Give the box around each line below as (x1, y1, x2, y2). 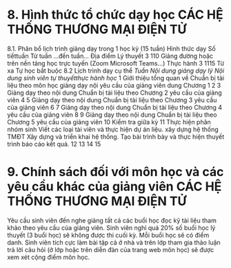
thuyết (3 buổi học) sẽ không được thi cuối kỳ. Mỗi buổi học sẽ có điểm (7, 231, 210, 239)
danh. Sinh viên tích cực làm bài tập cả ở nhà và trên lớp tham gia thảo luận (7, 238, 221, 247)
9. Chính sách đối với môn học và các (7, 164, 224, 180)
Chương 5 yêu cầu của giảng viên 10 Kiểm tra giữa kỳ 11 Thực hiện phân (7, 117, 212, 126)
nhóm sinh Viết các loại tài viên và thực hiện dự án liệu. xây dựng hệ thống (7, 125, 219, 133)
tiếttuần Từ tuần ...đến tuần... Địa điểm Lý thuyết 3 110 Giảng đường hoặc (7, 52, 214, 60)
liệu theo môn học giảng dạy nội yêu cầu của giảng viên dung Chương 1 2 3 (7, 81, 221, 89)
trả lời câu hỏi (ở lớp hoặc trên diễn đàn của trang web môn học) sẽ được (7, 245, 214, 253)
